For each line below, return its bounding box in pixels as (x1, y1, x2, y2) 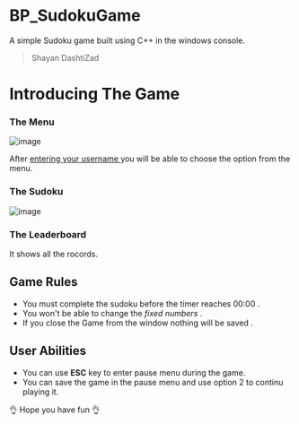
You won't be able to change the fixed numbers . (22, 307, 203, 318)
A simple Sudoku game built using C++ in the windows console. (9, 35, 245, 46)
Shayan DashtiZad (31, 52, 100, 63)
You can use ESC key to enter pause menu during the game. (22, 367, 246, 377)
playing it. (22, 386, 59, 397)
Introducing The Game (9, 84, 180, 104)
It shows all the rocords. (9, 248, 99, 260)
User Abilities (9, 343, 87, 359)
